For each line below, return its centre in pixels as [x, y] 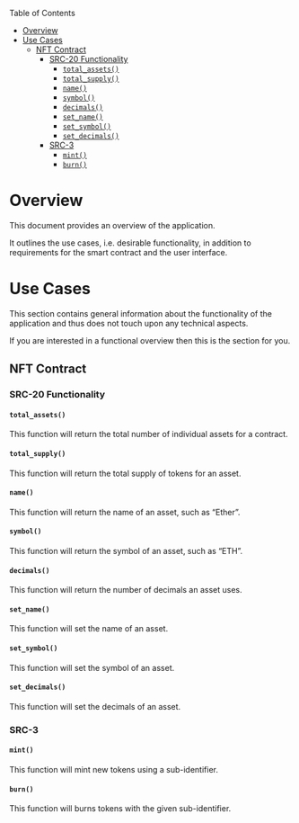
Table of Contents [43, 13]
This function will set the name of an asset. [89, 629]
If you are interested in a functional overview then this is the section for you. [150, 340]
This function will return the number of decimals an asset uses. [126, 590]
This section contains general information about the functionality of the [141, 313]
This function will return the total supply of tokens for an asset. [125, 473]
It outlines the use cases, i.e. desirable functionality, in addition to [130, 243]
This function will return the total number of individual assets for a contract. [149, 434]
